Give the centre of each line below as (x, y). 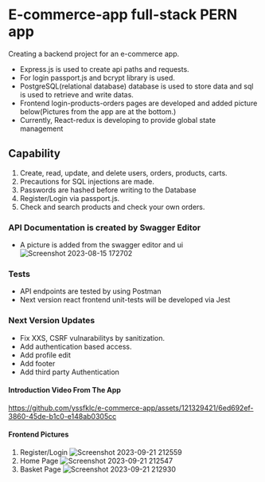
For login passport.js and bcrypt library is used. (97, 77)
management (41, 128)
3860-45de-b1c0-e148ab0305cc (62, 416)
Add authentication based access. (76, 346)
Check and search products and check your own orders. (112, 207)
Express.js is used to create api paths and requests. (104, 69)
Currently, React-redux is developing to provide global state (118, 120)
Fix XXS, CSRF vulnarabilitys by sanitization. (92, 338)
